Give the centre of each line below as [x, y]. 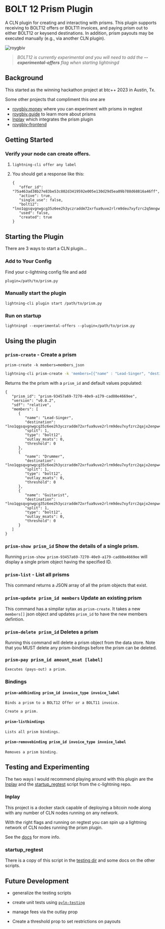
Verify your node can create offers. [48, 154]
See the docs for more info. [33, 837]
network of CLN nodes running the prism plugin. [54, 827]
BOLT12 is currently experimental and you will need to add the [80, 57]
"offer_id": [31, 187]
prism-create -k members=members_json [45, 365]
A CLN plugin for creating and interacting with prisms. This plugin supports [81, 23]
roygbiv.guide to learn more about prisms [54, 114]
